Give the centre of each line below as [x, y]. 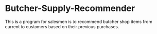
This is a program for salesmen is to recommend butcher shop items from [79, 22]
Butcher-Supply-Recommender [70, 8]
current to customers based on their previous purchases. [62, 26]
